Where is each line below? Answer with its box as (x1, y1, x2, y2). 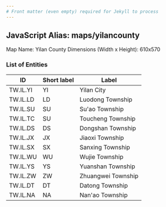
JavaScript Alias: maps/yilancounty (6, 31, 140, 41)
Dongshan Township (79, 124, 137, 132)
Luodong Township (79, 95, 133, 103)
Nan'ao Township (79, 191, 128, 199)
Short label (42, 76, 74, 84)
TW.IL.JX (9, 133, 35, 142)
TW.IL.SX (9, 143, 35, 151)
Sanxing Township (79, 143, 130, 151)
